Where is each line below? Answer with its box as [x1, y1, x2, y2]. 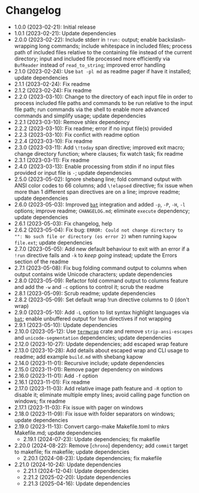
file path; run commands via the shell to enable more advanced [14, 106, 169, 113]
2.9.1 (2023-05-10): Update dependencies [14, 321, 117, 328]
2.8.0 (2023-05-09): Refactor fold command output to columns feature [14, 277, 188, 284]
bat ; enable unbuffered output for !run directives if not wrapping [14, 315, 172, 322]
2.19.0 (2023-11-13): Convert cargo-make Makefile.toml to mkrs [14, 423, 170, 430]
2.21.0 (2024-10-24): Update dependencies [14, 461, 122, 468]
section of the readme [14, 258, 69, 265]
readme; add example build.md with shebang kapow [14, 353, 144, 360]
